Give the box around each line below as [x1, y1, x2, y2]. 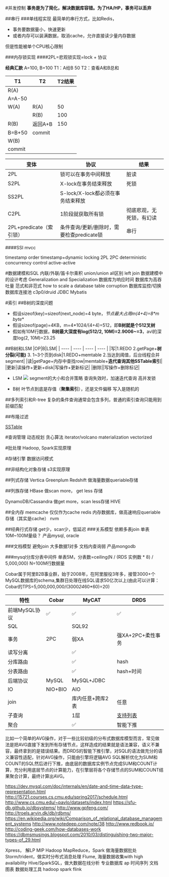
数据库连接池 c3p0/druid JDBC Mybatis [5, 289, 87, 295]
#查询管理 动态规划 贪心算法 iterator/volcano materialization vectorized [5, 434, 152, 440]
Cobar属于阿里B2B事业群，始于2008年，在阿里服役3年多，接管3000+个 [5, 571, 156, 577]
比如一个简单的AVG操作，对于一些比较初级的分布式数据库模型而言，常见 [5, 735, 155, 741]
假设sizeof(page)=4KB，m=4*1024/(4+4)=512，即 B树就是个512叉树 [12, 322, 155, 328]
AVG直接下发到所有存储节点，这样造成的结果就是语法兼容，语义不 [18, 742, 155, 747]
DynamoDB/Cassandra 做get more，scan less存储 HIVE [5, 499, 121, 504]
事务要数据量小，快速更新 [12, 26, 66, 32]
